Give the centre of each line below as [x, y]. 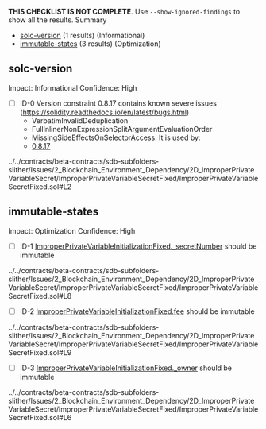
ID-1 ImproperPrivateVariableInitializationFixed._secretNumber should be [138, 246]
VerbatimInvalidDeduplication [80, 120]
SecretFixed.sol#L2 [40, 187]
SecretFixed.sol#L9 [40, 352]
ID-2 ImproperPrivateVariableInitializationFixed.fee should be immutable [137, 311]
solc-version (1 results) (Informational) [82, 35]
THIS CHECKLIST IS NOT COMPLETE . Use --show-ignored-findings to [124, 12]
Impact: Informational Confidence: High [73, 87]
